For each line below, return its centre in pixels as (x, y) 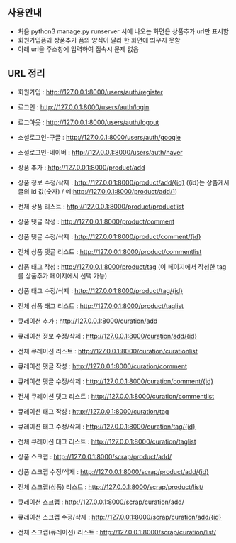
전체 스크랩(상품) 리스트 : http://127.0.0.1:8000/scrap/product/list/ (111, 487)
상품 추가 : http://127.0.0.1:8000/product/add (81, 167)
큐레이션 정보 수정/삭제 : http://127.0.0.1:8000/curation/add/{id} (107, 336)
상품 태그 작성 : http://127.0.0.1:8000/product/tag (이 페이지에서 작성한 (116, 267)
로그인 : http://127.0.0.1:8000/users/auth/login (83, 107)
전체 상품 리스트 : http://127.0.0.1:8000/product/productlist (101, 206)
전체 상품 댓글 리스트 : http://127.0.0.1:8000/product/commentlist (109, 251)
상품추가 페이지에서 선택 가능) (66, 275)
